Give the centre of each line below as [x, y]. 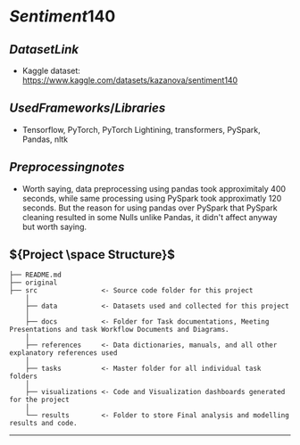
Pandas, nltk [45, 139]
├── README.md [36, 275]
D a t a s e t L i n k [44, 49]
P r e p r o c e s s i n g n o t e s [67, 167]
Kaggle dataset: [51, 70]
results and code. [43, 424]
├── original [33, 283]
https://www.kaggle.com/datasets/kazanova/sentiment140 [130, 80]
